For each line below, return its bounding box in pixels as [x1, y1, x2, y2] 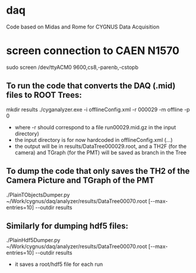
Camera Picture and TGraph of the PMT [6, 176, 154, 186]
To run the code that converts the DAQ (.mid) [6, 81, 176, 91]
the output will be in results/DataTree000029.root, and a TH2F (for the [14, 142, 187, 150]
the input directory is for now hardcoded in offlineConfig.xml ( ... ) [14, 136, 173, 143]
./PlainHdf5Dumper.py [6, 237, 61, 244]
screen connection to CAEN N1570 [6, 44, 180, 58]
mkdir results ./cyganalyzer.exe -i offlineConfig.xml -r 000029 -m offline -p [6, 106, 190, 113]
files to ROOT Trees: [6, 90, 82, 100]
